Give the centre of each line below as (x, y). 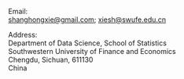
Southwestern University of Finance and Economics (92, 51)
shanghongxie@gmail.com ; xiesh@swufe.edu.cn (87, 20)
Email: (18, 11)
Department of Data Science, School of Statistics (88, 43)
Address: (23, 35)
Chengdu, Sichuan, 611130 (51, 59)
